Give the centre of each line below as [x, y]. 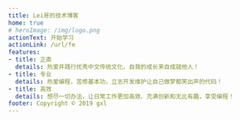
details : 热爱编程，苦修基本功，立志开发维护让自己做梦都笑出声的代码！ [119, 81]
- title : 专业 [30, 74]
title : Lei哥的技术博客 [43, 15]
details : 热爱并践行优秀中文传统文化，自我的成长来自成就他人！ [107, 67]
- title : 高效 [30, 89]
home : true [26, 23]
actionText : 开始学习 [41, 37]
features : [24, 52]
